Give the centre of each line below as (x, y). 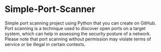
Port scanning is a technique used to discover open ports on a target (75, 28)
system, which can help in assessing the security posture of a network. (78, 33)
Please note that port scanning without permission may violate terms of (78, 39)
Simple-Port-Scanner (50, 9)
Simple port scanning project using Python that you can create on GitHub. (80, 23)
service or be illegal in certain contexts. (45, 44)
